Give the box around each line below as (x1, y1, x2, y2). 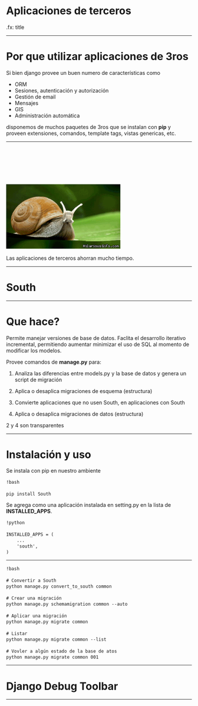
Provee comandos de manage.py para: (6, 358, 102, 365)
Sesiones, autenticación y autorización (14, 87, 109, 94)
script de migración (14, 376, 62, 383)
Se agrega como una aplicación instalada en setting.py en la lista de (6, 502, 171, 509)
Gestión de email (14, 93, 56, 100)
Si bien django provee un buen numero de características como (6, 69, 161, 76)
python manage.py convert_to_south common (6, 583, 112, 590)
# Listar (6, 631, 28, 637)
